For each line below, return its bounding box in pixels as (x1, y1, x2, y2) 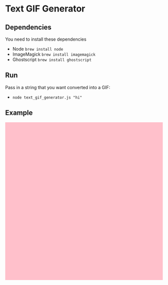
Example (5, 109, 33, 117)
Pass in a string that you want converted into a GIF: (5, 84, 110, 90)
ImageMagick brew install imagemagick (12, 51, 96, 57)
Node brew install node (12, 46, 63, 52)
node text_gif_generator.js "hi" (12, 95, 82, 100)
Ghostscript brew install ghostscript (12, 57, 91, 63)
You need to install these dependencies (5, 36, 86, 42)
